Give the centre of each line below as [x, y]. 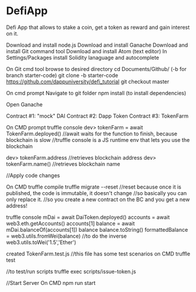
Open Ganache [24, 104]
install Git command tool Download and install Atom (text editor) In [86, 51]
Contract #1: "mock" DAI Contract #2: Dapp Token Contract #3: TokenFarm [97, 116]
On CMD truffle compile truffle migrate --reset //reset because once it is [94, 187]
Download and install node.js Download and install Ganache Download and [97, 45]
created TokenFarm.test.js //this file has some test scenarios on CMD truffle [98, 254]
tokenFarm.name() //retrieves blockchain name [63, 164]
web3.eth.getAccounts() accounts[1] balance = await [71, 223]
